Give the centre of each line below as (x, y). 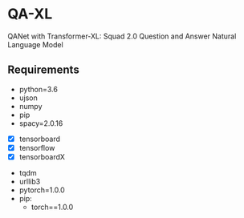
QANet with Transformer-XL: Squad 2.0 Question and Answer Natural (122, 36)
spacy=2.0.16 (41, 123)
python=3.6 (38, 89)
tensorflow (37, 147)
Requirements (43, 70)
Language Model (35, 44)
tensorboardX (42, 156)
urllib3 (30, 181)
